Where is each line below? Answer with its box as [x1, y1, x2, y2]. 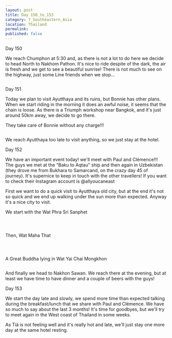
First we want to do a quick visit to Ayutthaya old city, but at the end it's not [5, 188, 164, 194]
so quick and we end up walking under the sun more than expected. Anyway [5, 194, 167, 200]
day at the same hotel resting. [5, 327, 68, 333]
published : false [5, 31, 42, 36]
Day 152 [5, 146, 23, 153]
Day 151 [5, 86, 21, 92]
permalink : [5, 27, 29, 32]
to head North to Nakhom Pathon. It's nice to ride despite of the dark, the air [5, 61, 166, 67]
